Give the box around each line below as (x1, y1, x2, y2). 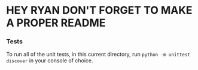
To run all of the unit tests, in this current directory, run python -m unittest (6, 51, 190, 58)
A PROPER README (6, 16, 106, 30)
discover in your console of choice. (6, 57, 94, 64)
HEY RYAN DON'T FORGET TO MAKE (6, 4, 193, 17)
